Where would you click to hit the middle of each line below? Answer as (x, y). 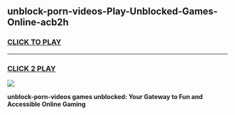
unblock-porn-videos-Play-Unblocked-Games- (113, 11)
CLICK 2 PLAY (31, 68)
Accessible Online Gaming (47, 104)
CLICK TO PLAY (34, 43)
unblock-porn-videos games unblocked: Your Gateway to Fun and (105, 96)
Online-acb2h (38, 23)
